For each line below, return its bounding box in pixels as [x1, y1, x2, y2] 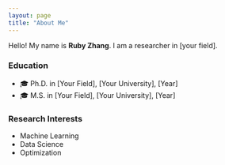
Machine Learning [19, 131, 79, 141]
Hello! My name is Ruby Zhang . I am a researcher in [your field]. [8, 40, 218, 50]
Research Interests [8, 113, 83, 124]
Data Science [19, 140, 64, 149]
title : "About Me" [8, 19, 69, 27]
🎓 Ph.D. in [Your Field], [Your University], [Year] [19, 78, 178, 88]
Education [8, 60, 49, 71]
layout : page [8, 11, 51, 20]
